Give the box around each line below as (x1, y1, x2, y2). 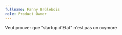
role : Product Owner (5, 12, 47, 16)
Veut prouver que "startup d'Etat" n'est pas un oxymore (5, 24, 117, 30)
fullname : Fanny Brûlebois (5, 7, 60, 12)
